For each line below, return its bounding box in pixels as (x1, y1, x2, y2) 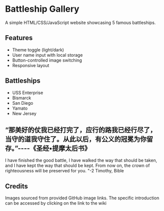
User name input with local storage (12, 52, 83, 58)
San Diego (12, 100, 33, 106)
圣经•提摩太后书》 (36, 144, 91, 152)
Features (5, 34, 33, 42)
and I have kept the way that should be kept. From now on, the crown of (5, 163, 150, 168)
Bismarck (12, 94, 31, 101)
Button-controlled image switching (12, 57, 82, 63)
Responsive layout (12, 62, 49, 68)
